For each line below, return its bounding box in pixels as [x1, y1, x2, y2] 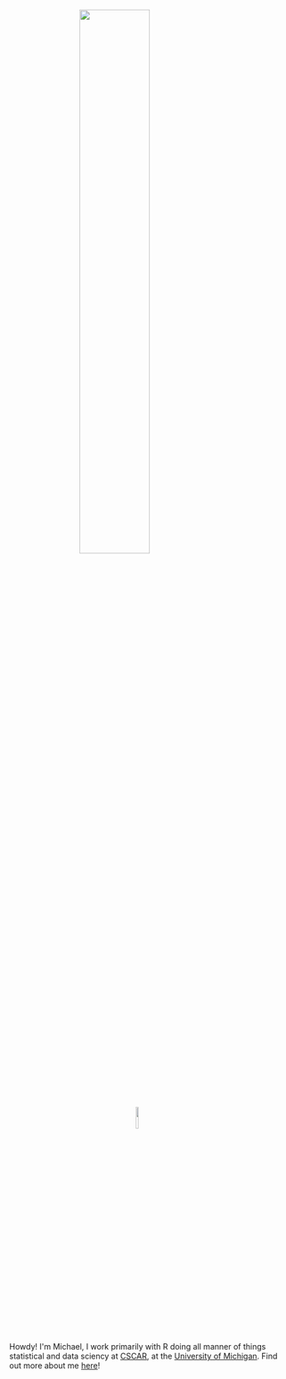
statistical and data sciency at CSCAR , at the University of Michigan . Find [9, 1350, 278, 1361]
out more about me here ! [9, 1360, 101, 1371]
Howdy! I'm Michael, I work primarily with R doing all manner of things [9, 1342, 266, 1351]
